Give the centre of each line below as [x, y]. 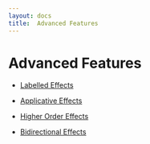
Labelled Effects [47, 85]
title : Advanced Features [53, 23]
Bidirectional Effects [53, 132]
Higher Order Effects [54, 117]
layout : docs [30, 16]
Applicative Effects [51, 101]
